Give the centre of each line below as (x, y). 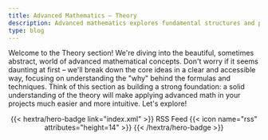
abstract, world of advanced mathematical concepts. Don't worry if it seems (134, 61)
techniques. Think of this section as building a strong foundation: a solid (126, 87)
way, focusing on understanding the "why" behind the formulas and (120, 78)
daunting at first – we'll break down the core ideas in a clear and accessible (132, 70)
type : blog (26, 30)
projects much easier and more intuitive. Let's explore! (98, 103)
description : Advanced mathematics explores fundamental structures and (132, 23)
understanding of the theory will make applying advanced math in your (124, 95)
